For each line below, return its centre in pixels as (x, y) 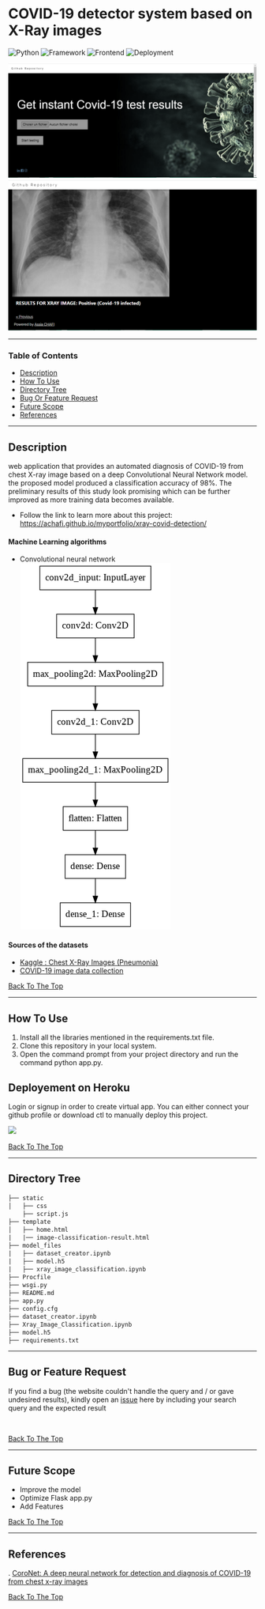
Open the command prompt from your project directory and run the (129, 1054)
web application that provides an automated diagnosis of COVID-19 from (126, 466)
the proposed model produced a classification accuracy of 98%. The (120, 483)
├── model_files (35, 1245)
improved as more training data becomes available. (91, 500)
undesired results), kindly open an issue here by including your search (122, 1399)
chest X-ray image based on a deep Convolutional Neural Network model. (128, 474)
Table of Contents (43, 355)
